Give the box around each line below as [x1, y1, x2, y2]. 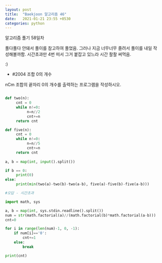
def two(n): [5, 96, 29, 101]
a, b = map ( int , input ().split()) [5, 159, 76, 164]
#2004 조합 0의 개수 [12, 72, 52, 77]
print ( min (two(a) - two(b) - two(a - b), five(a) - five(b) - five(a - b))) [16, 182, 150, 187]
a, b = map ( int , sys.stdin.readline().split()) [5, 208, 104, 213]
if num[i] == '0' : [14, 231, 47, 236]
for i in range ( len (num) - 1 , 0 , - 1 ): [5, 226, 80, 231]
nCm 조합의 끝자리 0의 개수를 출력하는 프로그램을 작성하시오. [5, 82, 121, 88]
